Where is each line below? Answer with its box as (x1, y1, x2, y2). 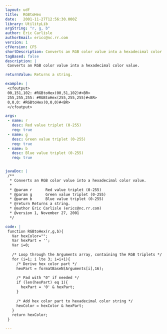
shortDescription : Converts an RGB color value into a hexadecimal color (5, 49, 162, 54)
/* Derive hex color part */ (16, 261, 77, 266)
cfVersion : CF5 (5, 44, 37, 49)
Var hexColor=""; (11, 233, 48, 238)
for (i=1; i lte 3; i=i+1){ (11, 256, 70, 261)
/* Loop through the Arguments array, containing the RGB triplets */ (11, 252, 162, 257)
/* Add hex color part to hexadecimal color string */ (16, 298, 133, 303)
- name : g (7, 132, 28, 137)
